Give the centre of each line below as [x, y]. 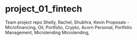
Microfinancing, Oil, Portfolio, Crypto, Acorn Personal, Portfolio [69, 27]
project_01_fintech [44, 9]
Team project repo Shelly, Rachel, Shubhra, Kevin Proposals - [67, 22]
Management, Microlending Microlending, [47, 32]
